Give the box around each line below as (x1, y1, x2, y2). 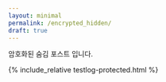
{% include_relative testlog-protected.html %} (8, 65, 159, 75)
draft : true (8, 26, 48, 34)
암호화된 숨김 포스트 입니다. (8, 49, 94, 59)
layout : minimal (8, 11, 62, 20)
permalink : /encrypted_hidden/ (8, 19, 112, 27)
